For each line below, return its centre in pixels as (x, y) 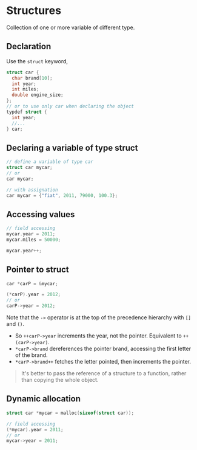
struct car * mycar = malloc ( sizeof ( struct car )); (70, 413)
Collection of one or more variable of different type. (71, 27)
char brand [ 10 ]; (32, 78)
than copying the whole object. (60, 380)
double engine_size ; (38, 95)
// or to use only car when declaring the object (70, 106)
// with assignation (32, 190)
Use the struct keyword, (37, 61)
